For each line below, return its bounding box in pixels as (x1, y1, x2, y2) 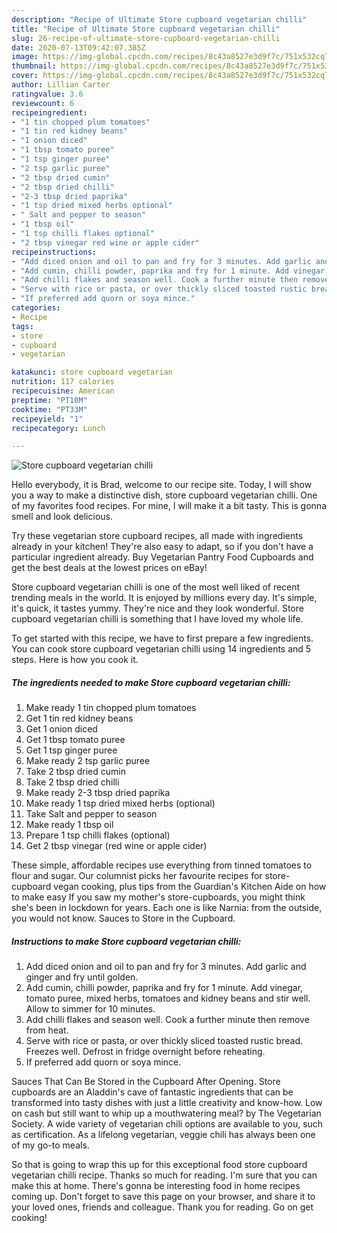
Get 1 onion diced (25, 723, 98, 735)
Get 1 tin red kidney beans (25, 712, 134, 725)
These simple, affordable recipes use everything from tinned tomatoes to (11, 859, 313, 871)
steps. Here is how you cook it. (11, 654, 139, 666)
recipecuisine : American (11, 386, 115, 396)
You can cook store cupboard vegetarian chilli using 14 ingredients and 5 (11, 643, 312, 655)
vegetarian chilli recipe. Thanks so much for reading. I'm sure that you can (11, 1169, 318, 1181)
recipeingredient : (11, 107, 88, 118)
